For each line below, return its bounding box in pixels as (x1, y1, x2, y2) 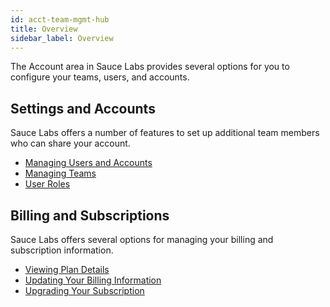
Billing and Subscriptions (10, 207, 170, 224)
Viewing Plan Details (24, 264, 110, 275)
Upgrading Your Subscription (24, 285, 145, 296)
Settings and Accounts (10, 100, 156, 117)
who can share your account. (10, 137, 131, 150)
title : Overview (10, 24, 78, 34)
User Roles (24, 178, 71, 190)
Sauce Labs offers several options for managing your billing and (10, 234, 274, 245)
